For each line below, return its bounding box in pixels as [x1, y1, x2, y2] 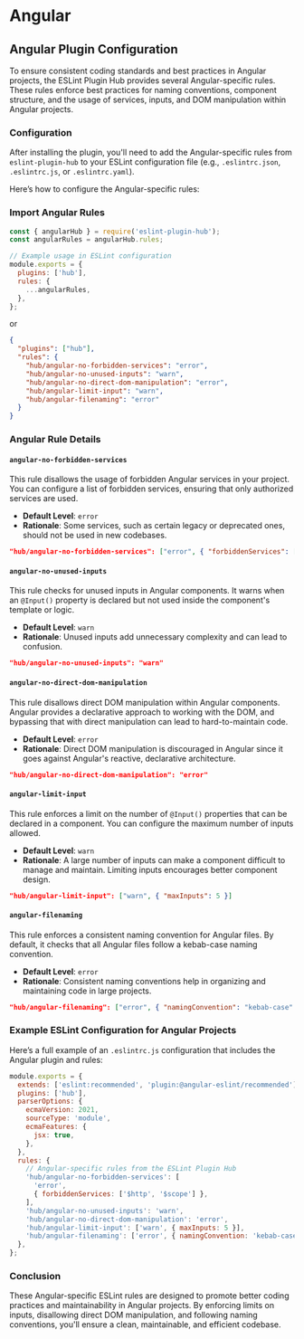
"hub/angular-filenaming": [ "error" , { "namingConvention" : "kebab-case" [9, 1002, 294, 1011]
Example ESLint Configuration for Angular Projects [9, 1024, 237, 1037]
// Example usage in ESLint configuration [9, 252, 172, 261]
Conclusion [9, 1270, 62, 1282]
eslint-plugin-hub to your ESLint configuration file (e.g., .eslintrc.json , [9, 157, 281, 167]
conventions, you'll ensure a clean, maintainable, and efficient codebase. [9, 1319, 282, 1330]
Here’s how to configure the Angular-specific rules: [9, 184, 200, 195]
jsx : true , [33, 1130, 75, 1140]
